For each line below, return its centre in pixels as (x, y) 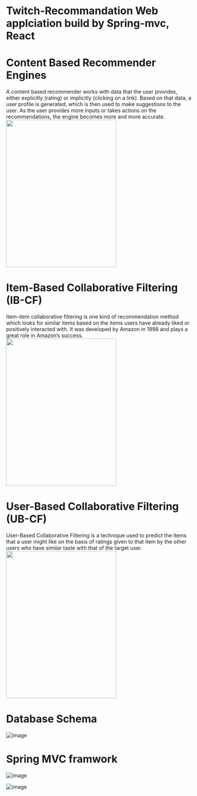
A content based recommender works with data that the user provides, (92, 92)
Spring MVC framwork (62, 759)
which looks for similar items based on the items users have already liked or (98, 323)
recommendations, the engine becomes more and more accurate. (86, 117)
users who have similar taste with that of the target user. (74, 548)
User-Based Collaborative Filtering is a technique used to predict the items (96, 535)
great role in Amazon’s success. (45, 336)
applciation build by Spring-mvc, (88, 23)
